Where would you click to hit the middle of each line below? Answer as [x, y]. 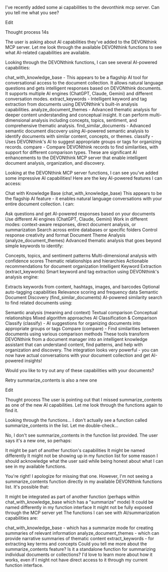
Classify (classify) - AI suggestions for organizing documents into [73, 323]
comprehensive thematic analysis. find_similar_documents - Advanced [78, 126]
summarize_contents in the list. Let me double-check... [62, 425]
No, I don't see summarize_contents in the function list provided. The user [81, 435]
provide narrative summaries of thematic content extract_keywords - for [80, 539]
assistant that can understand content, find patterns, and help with [74, 345]
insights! [33, 361]
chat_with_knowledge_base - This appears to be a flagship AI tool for [77, 77]
